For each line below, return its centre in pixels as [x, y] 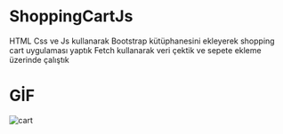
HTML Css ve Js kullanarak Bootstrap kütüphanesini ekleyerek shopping [142, 41]
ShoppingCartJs [71, 16]
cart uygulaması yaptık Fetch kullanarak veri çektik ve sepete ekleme [135, 50]
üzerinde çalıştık [39, 59]
